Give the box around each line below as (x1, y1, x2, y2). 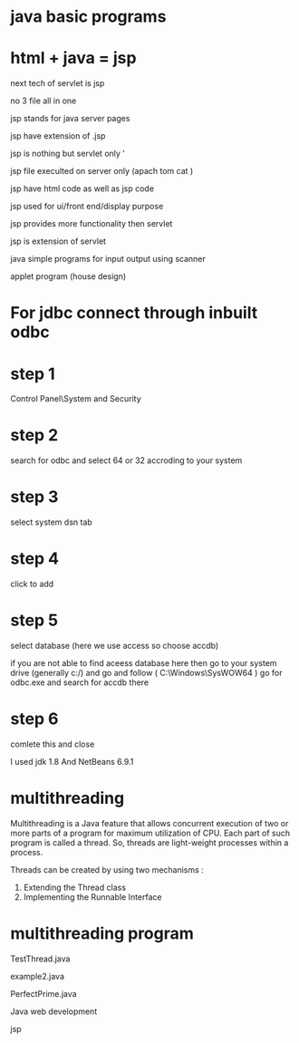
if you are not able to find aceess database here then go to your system (10, 658, 277, 668)
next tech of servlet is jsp (10, 78, 105, 89)
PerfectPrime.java (10, 988, 77, 999)
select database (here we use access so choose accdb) (10, 641, 219, 651)
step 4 (10, 548, 60, 569)
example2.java (10, 971, 65, 981)
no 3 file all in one (10, 95, 77, 106)
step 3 (10, 487, 59, 507)
